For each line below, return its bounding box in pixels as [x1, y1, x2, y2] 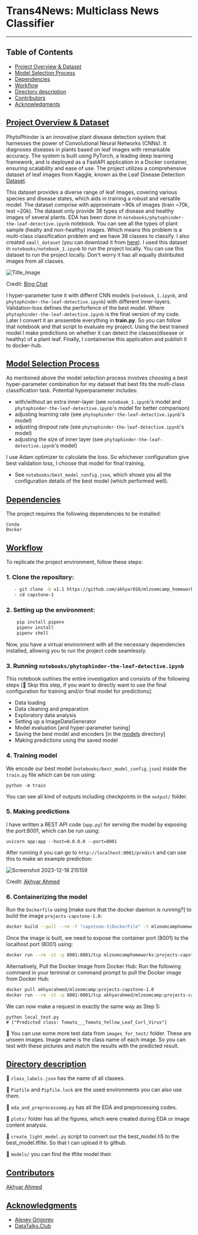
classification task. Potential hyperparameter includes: [6, 387, 138, 394]
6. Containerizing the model [6, 893, 87, 901]
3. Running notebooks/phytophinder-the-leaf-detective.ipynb [6, 662, 184, 670]
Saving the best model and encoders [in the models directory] [14, 731, 166, 738]
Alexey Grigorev [14, 1216, 54, 1223]
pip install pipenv [16, 619, 65, 625]
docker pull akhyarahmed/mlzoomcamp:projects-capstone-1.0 [6, 986, 154, 992]
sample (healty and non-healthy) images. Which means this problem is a [6, 226, 182, 233]
